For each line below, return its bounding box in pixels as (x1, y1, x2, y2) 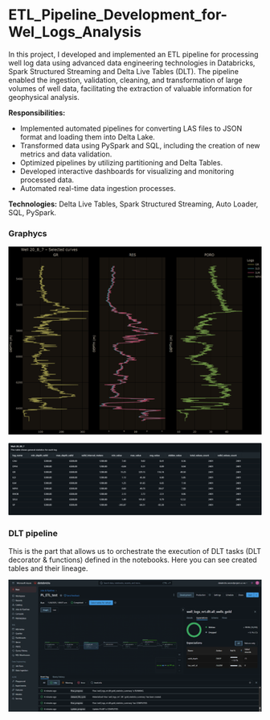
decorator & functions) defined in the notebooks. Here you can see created (8, 555, 257, 564)
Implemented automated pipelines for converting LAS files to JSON (19, 123, 243, 133)
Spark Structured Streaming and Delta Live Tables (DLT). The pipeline (8, 66, 239, 76)
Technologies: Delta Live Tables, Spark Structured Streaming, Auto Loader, (8, 199, 259, 209)
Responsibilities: (8, 107, 66, 118)
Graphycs (8, 227, 47, 239)
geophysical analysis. (8, 92, 80, 102)
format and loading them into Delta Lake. (19, 131, 155, 142)
